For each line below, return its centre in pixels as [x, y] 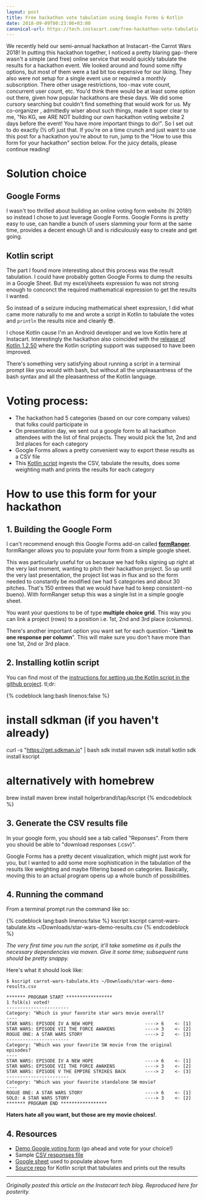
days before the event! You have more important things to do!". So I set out [100, 124]
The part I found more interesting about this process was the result [90, 270]
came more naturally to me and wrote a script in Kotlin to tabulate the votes [100, 315]
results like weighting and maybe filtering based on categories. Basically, [97, 869]
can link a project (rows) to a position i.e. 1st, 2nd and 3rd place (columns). [100, 619]
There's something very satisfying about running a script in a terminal [93, 364]
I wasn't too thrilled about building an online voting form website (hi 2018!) [99, 211]
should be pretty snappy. [38, 958]
